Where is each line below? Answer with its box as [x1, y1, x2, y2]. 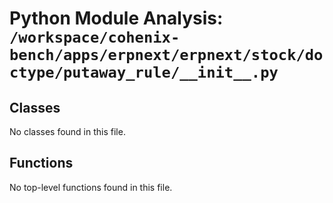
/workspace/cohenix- [9, 28, 181, 47]
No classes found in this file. [9, 126, 126, 137]
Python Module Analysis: [9, 7, 224, 30]
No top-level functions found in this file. [9, 181, 173, 193]
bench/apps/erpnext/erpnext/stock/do [9, 46, 324, 65]
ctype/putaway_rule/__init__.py [9, 63, 279, 82]
